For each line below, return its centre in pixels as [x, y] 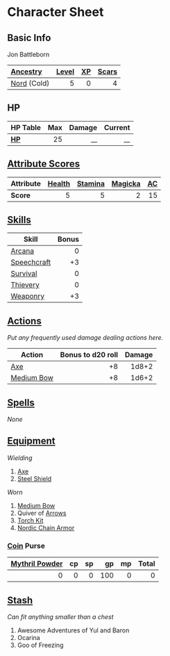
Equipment [31, 441]
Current [117, 127]
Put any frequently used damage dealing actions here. [85, 338]
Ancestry [27, 72]
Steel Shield [34, 478]
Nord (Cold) [30, 83]
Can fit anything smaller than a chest [60, 616]
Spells [21, 403]
